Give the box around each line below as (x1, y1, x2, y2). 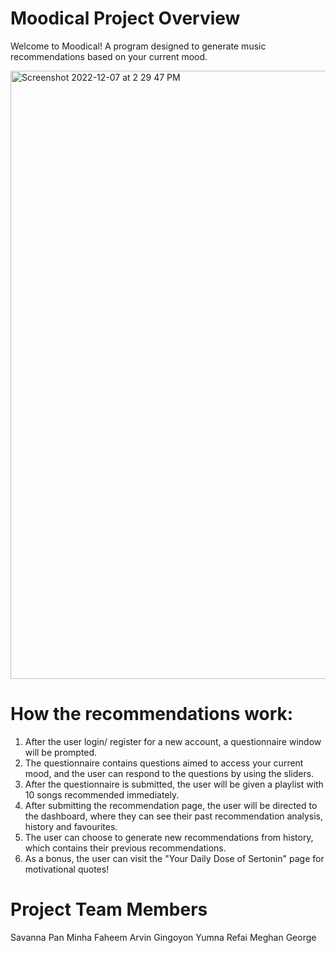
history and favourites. (24, 820, 118, 832)
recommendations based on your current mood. (10, 50, 208, 62)
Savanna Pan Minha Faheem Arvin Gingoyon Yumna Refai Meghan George (10, 931, 317, 943)
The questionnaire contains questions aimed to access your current (24, 757, 304, 769)
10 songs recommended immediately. (24, 788, 180, 801)
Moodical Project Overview (10, 7, 241, 30)
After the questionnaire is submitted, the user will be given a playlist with (24, 778, 324, 790)
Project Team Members (10, 898, 208, 921)
